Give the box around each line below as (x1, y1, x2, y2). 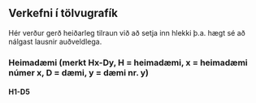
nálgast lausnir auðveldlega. (8, 36, 102, 46)
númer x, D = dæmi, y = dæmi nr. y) (8, 67, 149, 78)
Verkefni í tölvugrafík (8, 6, 118, 20)
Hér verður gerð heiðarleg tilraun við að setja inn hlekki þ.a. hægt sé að (8, 28, 245, 37)
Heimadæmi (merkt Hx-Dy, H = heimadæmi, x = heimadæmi (8, 57, 248, 68)
